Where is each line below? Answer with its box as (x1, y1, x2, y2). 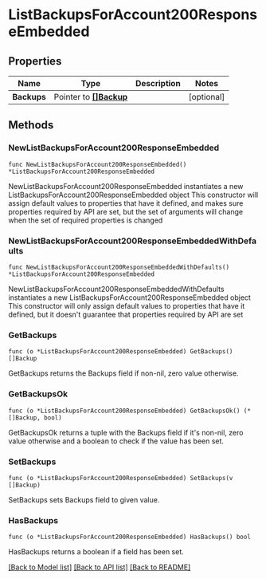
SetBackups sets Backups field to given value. (8, 494, 160, 504)
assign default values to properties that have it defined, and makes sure (8, 198, 244, 208)
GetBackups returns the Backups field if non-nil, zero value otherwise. (8, 368, 239, 378)
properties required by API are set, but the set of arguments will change (8, 207, 244, 216)
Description (135, 78, 181, 89)
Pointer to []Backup (53, 92, 128, 102)
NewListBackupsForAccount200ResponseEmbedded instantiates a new (8, 181, 244, 191)
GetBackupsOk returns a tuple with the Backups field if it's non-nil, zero (8, 427, 244, 437)
